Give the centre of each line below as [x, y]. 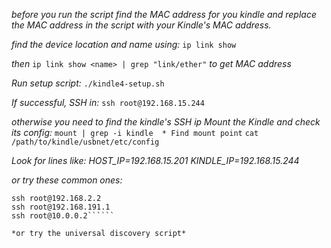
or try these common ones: [67, 180]
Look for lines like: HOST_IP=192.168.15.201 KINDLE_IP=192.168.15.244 [155, 160]
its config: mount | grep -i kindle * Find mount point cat [135, 132]
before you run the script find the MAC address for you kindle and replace [164, 14]
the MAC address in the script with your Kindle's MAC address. [141, 25]
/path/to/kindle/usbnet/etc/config [85, 142]
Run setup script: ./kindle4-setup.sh [88, 83]
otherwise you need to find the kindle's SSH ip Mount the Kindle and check [166, 122]
